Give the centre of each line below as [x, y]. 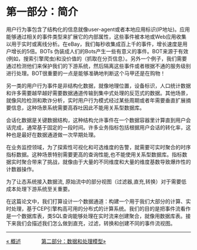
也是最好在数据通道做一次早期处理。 [55, 135]
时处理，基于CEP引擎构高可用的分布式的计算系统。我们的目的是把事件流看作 [98, 208]
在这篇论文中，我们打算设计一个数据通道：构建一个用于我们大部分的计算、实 [98, 201]
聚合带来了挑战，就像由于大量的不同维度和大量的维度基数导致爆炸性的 [106, 162]
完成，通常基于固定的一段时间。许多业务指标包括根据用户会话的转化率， [98, 127]
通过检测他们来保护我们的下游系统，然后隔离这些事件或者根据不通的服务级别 [98, 66]
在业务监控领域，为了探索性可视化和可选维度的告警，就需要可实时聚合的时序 [98, 147]
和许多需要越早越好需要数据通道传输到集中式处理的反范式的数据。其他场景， [98, 93]
